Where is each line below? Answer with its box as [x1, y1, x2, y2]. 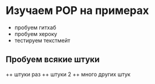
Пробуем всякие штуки [5, 54, 100, 65]
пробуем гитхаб [14, 24, 56, 31]
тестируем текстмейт [14, 37, 71, 44]
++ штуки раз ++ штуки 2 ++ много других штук [5, 71, 131, 78]
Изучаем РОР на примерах [5, 4, 150, 18]
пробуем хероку [14, 30, 58, 37]
